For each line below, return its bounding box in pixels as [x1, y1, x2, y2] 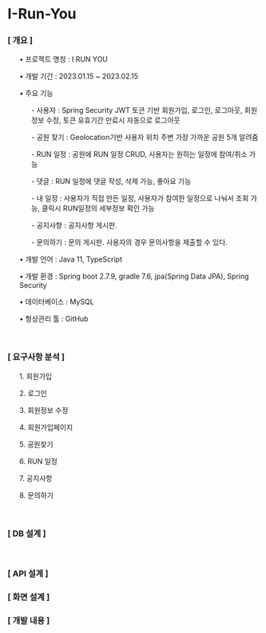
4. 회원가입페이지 [18, 422, 73, 432]
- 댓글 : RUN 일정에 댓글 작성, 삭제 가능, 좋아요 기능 [30, 177, 192, 186]
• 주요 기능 [18, 89, 54, 98]
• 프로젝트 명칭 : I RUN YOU [18, 54, 109, 64]
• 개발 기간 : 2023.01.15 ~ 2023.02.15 [18, 71, 139, 81]
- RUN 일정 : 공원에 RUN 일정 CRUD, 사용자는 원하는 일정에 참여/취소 [30, 150, 248, 159]
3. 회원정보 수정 [18, 405, 69, 415]
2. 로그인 [18, 388, 47, 398]
